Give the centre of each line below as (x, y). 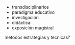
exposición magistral (33, 28)
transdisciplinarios (30, 7)
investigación (25, 17)
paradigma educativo (33, 12)
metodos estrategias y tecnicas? (37, 37)
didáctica (21, 22)
